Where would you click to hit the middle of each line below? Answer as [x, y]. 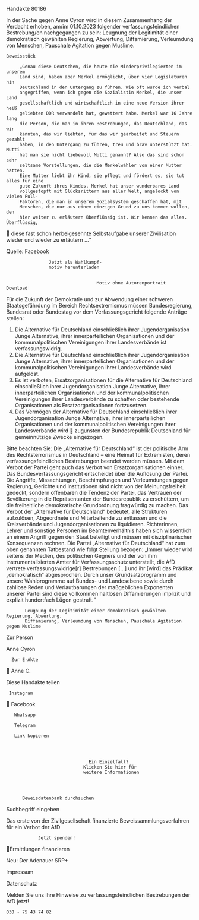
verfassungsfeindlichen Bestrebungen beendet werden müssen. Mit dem [95, 461]
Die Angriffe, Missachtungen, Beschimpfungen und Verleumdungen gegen [97, 480]
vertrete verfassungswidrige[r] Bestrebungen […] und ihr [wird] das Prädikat [99, 568]
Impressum [20, 872]
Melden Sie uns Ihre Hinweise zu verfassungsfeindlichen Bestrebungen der [98, 895]
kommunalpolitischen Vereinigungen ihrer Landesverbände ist [91, 342]
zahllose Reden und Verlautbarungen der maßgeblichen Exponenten [90, 587]
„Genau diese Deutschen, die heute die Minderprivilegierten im [101, 67]
